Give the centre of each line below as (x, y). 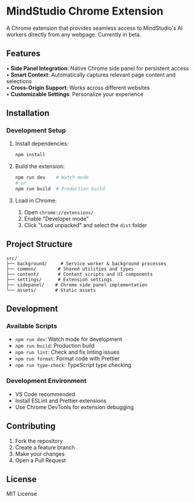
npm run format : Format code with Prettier (67, 359)
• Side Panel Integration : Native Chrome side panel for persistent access (97, 68)
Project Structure (39, 244)
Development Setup (36, 131)
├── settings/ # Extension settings (59, 280)
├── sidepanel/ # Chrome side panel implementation (77, 285)
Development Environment (46, 381)
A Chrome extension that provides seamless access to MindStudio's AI (94, 28)
